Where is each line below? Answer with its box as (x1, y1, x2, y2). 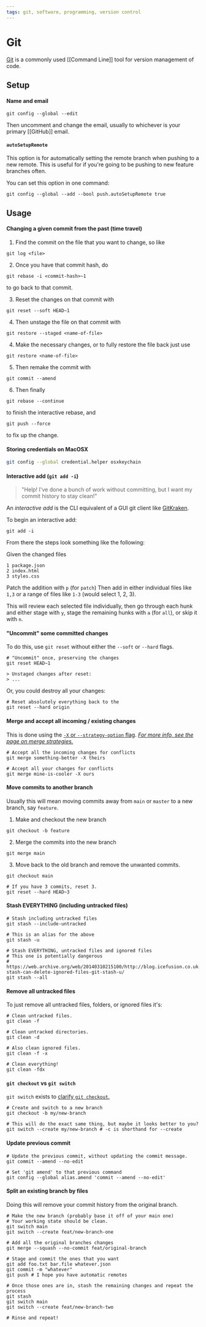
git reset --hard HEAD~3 (6, 889, 70, 895)
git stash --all (6, 974, 48, 981)
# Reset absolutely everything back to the (6, 699, 120, 705)
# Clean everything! (6, 1061, 59, 1068)
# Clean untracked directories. (6, 1029, 89, 1035)
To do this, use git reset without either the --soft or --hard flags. (6, 643, 174, 651)
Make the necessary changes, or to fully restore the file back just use (15, 341, 191, 348)
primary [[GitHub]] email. (6, 128, 69, 136)
